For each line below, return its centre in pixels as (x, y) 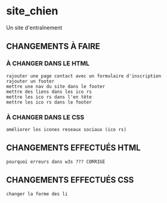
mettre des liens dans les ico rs (49, 92)
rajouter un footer (30, 81)
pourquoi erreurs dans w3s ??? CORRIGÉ (56, 162)
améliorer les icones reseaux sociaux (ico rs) (67, 129)
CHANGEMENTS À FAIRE (53, 46)
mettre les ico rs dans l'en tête (49, 97)
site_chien (32, 11)
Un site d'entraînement (34, 28)
